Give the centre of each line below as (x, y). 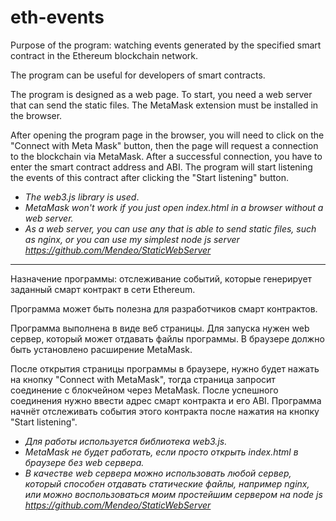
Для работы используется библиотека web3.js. (126, 441)
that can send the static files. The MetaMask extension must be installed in (164, 105)
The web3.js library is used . (82, 197)
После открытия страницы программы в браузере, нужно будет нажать (165, 368)
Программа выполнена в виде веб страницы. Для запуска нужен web (160, 328)
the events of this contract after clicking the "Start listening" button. (149, 177)
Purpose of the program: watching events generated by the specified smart (166, 45)
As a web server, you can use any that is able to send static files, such (170, 228)
